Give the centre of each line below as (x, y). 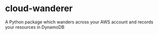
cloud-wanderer (39, 9)
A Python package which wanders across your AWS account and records (79, 22)
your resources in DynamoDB (35, 27)
